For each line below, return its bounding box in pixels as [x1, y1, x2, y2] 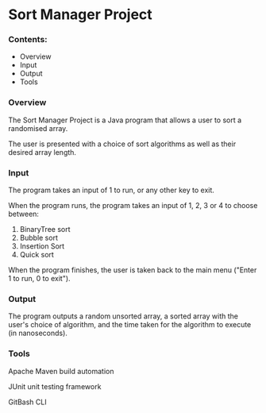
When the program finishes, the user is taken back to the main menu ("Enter [8, 265, 257, 275]
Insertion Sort [19, 241, 65, 251]
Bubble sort [19, 233, 58, 243]
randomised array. [8, 123, 68, 133]
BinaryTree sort [19, 225, 71, 234]
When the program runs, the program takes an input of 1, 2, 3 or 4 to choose [8, 201, 258, 210]
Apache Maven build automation [8, 366, 114, 376]
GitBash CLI [8, 397, 47, 407]
